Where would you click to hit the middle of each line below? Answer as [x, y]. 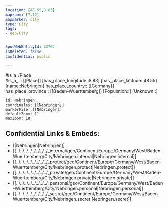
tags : [11, 29]
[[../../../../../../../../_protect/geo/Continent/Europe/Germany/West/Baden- [87, 162]
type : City [17, 24]
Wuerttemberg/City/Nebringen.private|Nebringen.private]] [73, 178]
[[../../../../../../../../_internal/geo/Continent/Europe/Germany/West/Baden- [88, 151]
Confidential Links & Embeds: [52, 134]
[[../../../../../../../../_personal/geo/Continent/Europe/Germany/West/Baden [88, 183]
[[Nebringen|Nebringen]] [38, 146]
